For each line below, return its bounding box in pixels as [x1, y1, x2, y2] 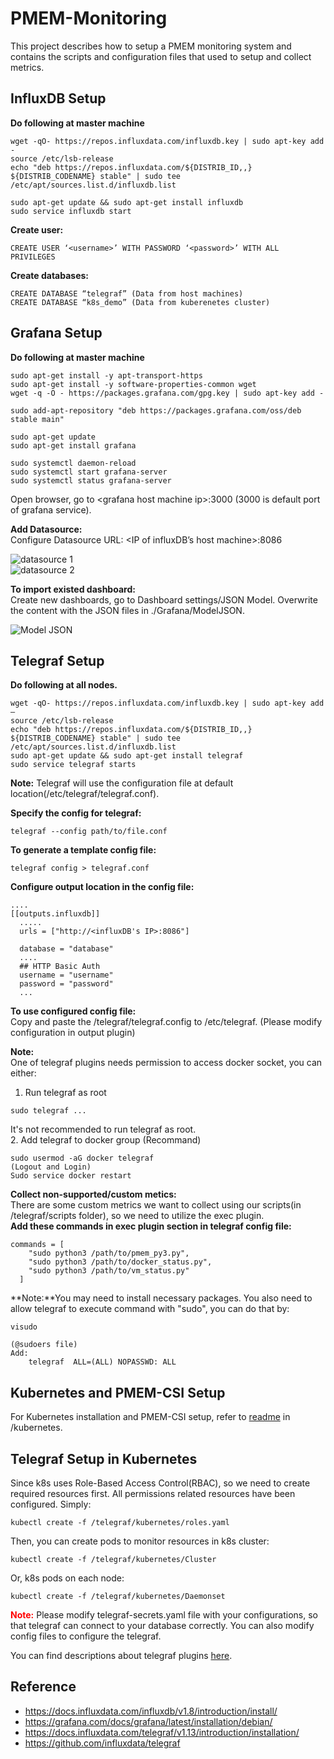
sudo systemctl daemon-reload [10, 458, 137, 468]
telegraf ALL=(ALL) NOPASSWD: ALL [28, 1357, 177, 1367]
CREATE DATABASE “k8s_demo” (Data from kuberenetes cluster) [10, 297, 271, 307]
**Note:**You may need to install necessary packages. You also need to [10, 1292, 313, 1304]
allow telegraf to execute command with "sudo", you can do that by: [10, 1303, 290, 1315]
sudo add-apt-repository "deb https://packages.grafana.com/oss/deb [10, 405, 302, 416]
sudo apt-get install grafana [10, 440, 137, 451]
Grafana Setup [10, 325, 103, 342]
